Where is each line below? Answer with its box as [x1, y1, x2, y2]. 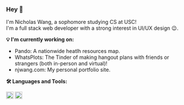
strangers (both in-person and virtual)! [14, 60, 108, 67]
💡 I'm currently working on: [6, 36, 74, 43]
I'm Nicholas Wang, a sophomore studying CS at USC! [6, 19, 137, 26]
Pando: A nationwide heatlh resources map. [14, 48, 120, 55]
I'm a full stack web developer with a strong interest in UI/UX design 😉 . [6, 24, 179, 32]
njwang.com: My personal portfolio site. [14, 66, 111, 73]
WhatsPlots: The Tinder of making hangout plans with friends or [14, 54, 169, 61]
